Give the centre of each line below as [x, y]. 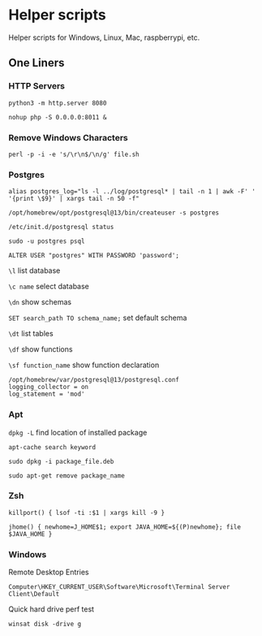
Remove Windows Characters [68, 137]
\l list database [34, 270]
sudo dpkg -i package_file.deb [61, 461]
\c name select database [49, 287]
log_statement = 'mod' [47, 394]
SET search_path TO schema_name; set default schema [98, 318]
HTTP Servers [37, 86]
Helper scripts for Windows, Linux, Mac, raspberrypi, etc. [104, 37]
